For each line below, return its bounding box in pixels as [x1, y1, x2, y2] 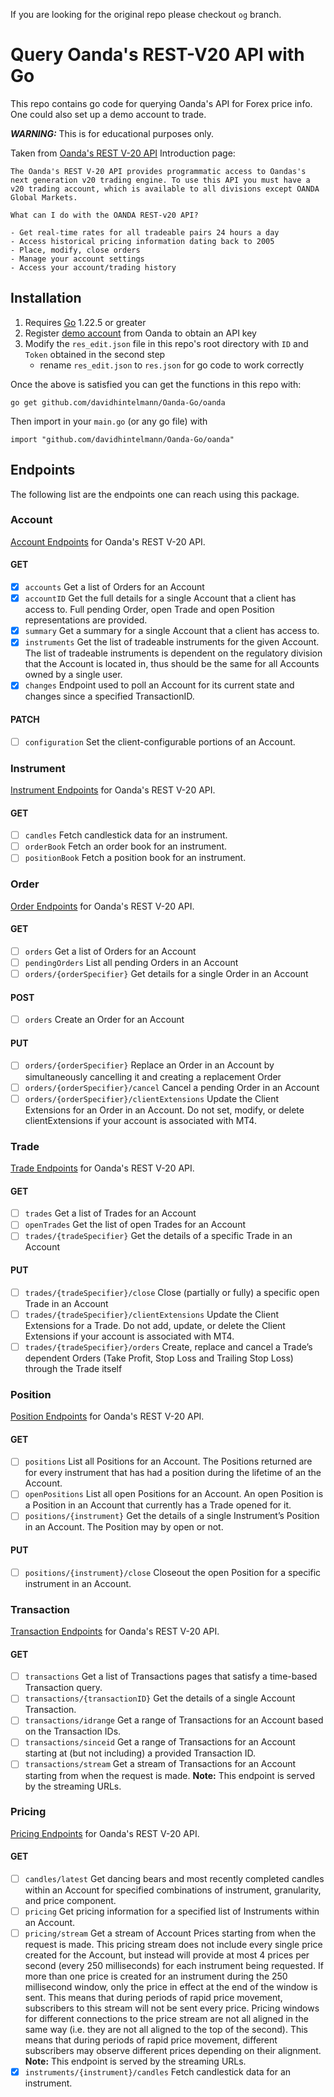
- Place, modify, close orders [10, 245, 141, 255]
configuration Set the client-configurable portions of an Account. [24, 735, 296, 748]
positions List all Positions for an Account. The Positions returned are [24, 1455, 313, 1468]
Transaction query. [24, 1682, 103, 1694]
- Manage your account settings [10, 254, 145, 264]
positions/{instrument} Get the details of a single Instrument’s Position [24, 1510, 320, 1522]
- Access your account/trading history [10, 262, 177, 273]
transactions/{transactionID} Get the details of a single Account [24, 1692, 296, 1704]
